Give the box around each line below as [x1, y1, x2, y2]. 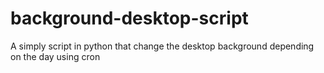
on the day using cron [10, 50, 101, 62]
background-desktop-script [10, 7, 249, 30]
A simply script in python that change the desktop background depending [10, 40, 315, 52]
